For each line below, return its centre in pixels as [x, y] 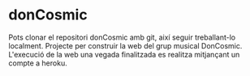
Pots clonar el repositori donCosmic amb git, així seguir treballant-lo [122, 37]
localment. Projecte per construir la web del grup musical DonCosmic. [125, 45]
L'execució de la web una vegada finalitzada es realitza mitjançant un [124, 54]
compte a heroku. [38, 63]
